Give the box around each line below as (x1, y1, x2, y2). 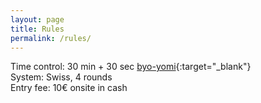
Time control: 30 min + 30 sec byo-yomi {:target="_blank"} (10, 61, 252, 73)
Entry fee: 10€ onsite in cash (10, 82, 128, 94)
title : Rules (10, 24, 65, 34)
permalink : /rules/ (10, 33, 92, 43)
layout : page (10, 14, 65, 25)
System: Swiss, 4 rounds (10, 71, 113, 83)
